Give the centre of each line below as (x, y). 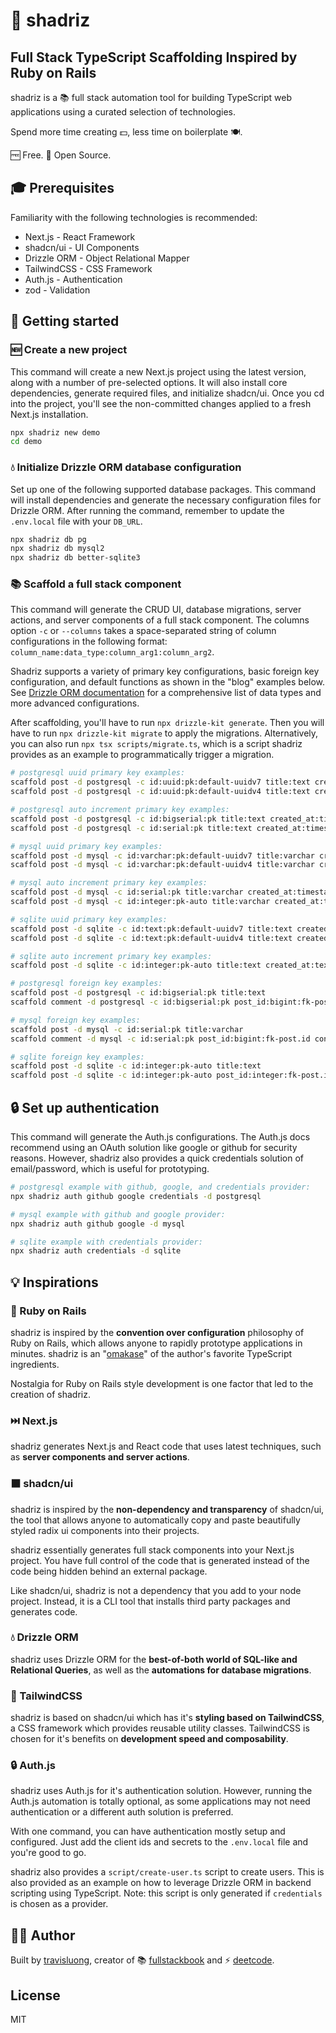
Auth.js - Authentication (73, 279)
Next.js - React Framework (80, 236)
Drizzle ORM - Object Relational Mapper (107, 258)
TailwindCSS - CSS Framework (88, 268)
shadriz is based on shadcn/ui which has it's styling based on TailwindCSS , (167, 1718)
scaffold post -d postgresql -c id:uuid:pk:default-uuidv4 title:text (160, 792)
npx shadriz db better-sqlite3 (75, 558)
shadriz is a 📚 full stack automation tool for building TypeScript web (151, 97)
